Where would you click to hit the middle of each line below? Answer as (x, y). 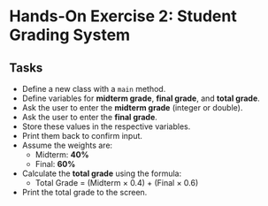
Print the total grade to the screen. (84, 192)
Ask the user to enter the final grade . (89, 117)
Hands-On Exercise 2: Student (123, 16)
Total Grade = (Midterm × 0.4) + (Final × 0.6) (117, 183)
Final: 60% (55, 164)
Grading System (70, 35)
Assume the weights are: (67, 145)
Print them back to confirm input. (82, 136)
